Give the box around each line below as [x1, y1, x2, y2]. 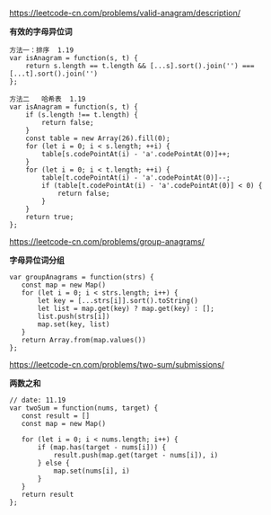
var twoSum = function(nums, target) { [9, 404, 159, 413]
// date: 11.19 [9, 395, 66, 404]
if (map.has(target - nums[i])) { [37, 443, 167, 452]
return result [21, 490, 74, 499]
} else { [37, 458, 70, 467]
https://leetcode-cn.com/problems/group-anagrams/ [9, 236, 205, 246]
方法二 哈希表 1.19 [9, 94, 86, 103]
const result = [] [21, 412, 91, 421]
